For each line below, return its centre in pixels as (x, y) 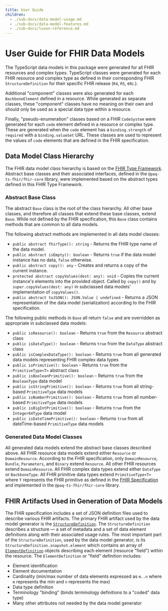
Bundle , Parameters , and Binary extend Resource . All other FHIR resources (81, 464)
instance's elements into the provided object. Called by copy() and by (84, 281)
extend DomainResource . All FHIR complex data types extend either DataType (83, 469)
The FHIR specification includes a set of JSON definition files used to (76, 513)
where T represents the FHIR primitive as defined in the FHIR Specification (82, 480)
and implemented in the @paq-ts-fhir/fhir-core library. (63, 485)
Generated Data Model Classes (44, 437)
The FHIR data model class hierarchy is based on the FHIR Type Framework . (84, 168)
